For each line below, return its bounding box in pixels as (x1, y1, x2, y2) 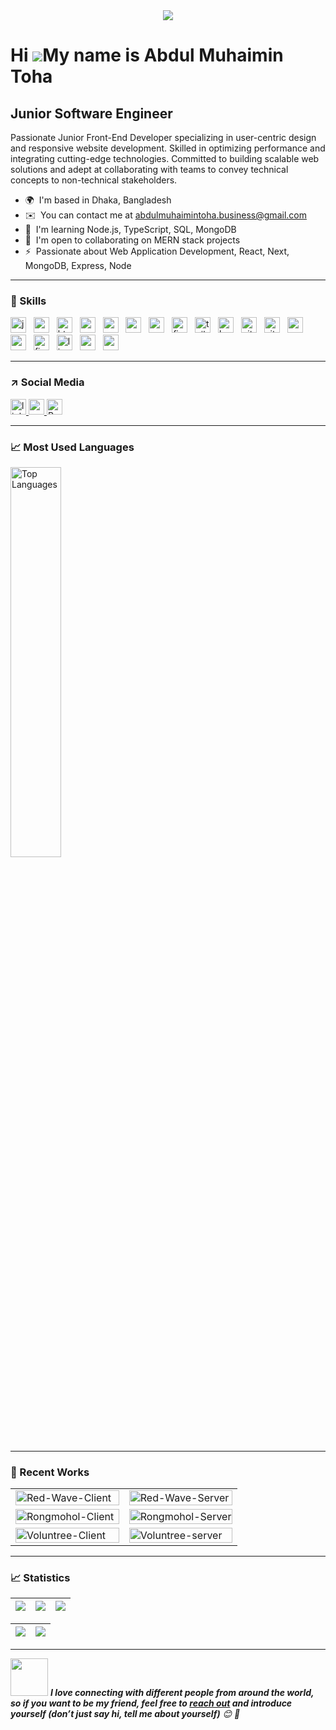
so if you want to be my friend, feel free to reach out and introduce (10, 1697, 293, 1709)
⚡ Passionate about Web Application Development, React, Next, (24, 245, 290, 257)
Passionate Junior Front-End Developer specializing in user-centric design (10, 132, 317, 143)
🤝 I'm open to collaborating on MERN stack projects (24, 234, 241, 246)
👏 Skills (10, 294, 47, 308)
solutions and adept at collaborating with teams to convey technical (10, 164, 289, 175)
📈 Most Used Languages (10, 440, 135, 454)
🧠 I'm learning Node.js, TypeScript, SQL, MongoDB (24, 224, 237, 235)
